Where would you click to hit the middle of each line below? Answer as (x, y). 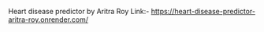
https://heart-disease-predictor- (203, 11)
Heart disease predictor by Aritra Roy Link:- (79, 11)
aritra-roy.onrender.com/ (48, 20)
